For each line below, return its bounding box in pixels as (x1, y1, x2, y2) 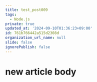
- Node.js (9, 16, 30, 21)
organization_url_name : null (5, 35, 66, 40)
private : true (5, 21, 35, 26)
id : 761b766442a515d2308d (5, 30, 59, 35)
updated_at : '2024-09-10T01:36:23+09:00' (5, 26, 93, 31)
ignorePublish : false (5, 44, 50, 49)
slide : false (5, 40, 32, 45)
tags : (5, 12, 16, 17)
